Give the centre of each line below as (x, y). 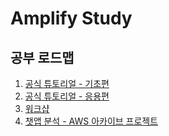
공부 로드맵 (42, 57)
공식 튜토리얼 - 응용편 (67, 96)
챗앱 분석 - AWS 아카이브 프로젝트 (91, 121)
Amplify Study (71, 18)
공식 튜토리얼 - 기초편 (67, 83)
